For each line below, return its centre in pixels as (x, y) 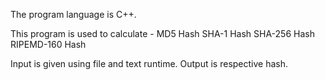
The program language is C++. (73, 14)
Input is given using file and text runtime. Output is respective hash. (149, 63)
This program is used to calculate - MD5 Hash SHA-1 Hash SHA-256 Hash (162, 33)
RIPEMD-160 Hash (48, 44)
